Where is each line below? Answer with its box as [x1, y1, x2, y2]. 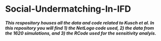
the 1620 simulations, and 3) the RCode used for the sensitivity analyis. [5, 30, 157, 36]
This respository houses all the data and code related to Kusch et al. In [5, 20, 155, 25]
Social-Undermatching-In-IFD [5, 3, 131, 15]
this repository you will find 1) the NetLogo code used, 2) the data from [5, 25, 154, 31]
